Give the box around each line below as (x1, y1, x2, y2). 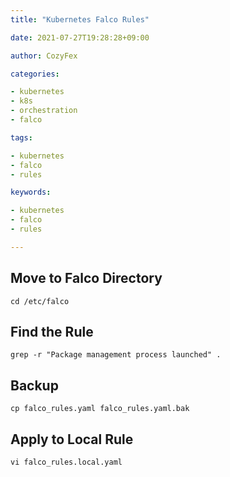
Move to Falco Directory (10, 270, 163, 287)
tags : (10, 132, 33, 143)
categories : (10, 69, 60, 79)
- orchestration (10, 106, 78, 116)
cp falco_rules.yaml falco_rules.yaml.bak (10, 404, 190, 414)
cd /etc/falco (10, 296, 70, 306)
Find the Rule (10, 323, 94, 340)
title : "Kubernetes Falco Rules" (10, 14, 150, 25)
